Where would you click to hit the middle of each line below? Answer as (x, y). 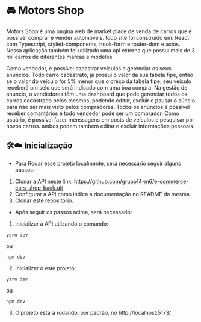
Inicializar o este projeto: (45, 268)
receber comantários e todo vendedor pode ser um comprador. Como (93, 113)
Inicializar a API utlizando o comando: (61, 224)
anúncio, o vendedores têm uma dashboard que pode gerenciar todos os (97, 94)
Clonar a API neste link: (44, 181)
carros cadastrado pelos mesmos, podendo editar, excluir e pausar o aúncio (101, 100)
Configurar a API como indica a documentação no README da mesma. (103, 194)
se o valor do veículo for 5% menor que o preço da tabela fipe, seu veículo (99, 81)
